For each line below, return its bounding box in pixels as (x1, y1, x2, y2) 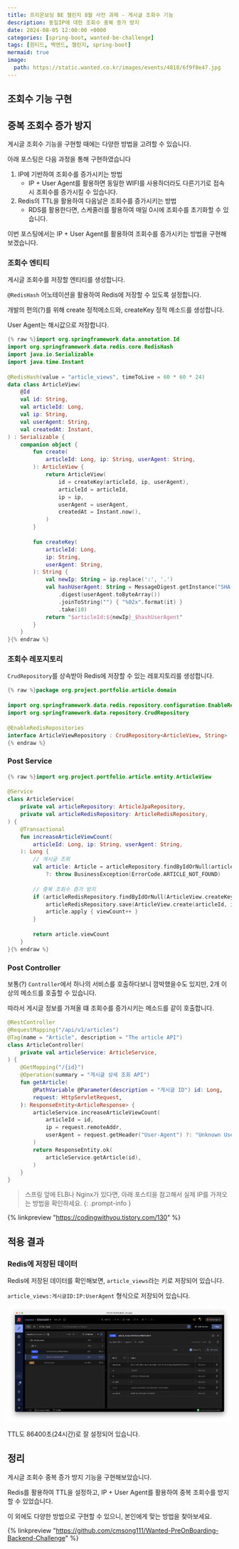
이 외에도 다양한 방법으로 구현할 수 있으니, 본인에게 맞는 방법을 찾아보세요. (7, 1512, 212, 1521)
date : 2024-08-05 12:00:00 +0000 (7, 26, 107, 33)
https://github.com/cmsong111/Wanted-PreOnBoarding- (55, 1526, 219, 1535)
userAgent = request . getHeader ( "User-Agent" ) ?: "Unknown (45, 1131, 221, 1138)
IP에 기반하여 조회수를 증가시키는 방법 (17, 169, 123, 178)
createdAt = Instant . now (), (58, 509, 142, 516)
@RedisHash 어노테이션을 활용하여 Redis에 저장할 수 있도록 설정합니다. (7, 290, 201, 299)
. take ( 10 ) (58, 606, 87, 613)
